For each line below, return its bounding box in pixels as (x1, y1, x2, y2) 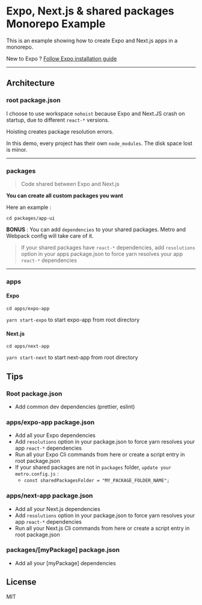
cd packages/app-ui (6, 215, 55, 221)
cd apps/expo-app (6, 306, 50, 312)
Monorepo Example (6, 17, 106, 31)
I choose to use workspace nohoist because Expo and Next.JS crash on (6, 110, 185, 117)
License (6, 577, 37, 588)
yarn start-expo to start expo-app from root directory (6, 316, 140, 323)
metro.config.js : (14, 470, 59, 477)
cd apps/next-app (6, 343, 50, 350)
